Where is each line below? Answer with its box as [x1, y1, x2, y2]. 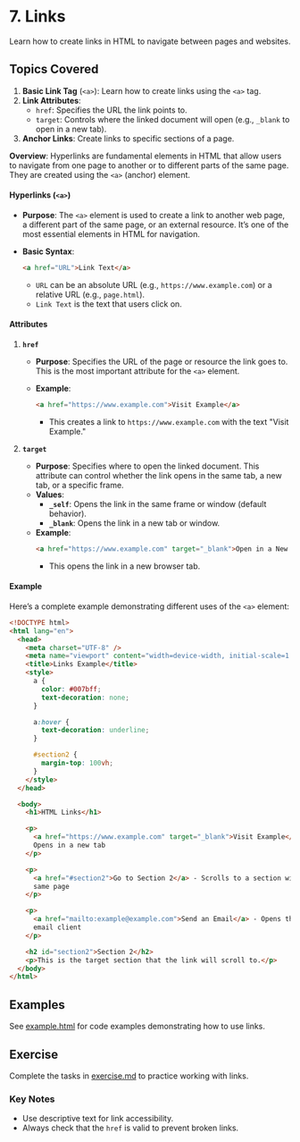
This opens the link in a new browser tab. [48, 561, 201, 571]
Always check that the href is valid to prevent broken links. [21, 1122, 239, 1133]
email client [32, 923, 82, 932]
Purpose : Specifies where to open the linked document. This [35, 461, 260, 471]
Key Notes [9, 1093, 55, 1105]
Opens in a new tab [32, 841, 105, 850]
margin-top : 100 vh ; [41, 758, 114, 768]
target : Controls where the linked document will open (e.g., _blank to [35, 114, 290, 124]
